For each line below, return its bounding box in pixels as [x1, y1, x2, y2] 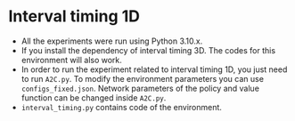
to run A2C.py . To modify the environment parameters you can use [20, 73, 265, 84]
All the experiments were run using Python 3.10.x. [20, 36, 203, 46]
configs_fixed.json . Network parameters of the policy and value [20, 83, 260, 93]
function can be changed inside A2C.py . [20, 92, 167, 103]
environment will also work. [20, 54, 122, 65]
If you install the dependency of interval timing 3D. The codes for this [20, 44, 276, 55]
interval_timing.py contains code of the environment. [20, 101, 222, 112]
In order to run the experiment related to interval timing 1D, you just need [20, 64, 288, 75]
